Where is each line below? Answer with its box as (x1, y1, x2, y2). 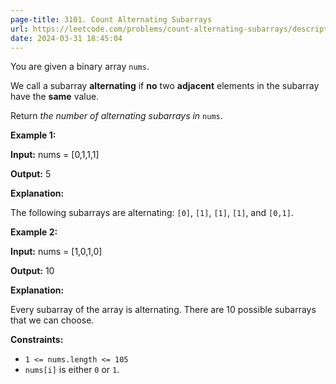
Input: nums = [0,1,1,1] (10, 149, 100, 161)
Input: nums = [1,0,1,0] (10, 246, 103, 258)
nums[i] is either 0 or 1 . (24, 364, 120, 376)
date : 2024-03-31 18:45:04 (10, 33, 123, 43)
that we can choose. (10, 314, 95, 326)
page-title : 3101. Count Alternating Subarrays (10, 14, 213, 25)
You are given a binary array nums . (10, 61, 150, 73)
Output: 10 (10, 265, 55, 277)
